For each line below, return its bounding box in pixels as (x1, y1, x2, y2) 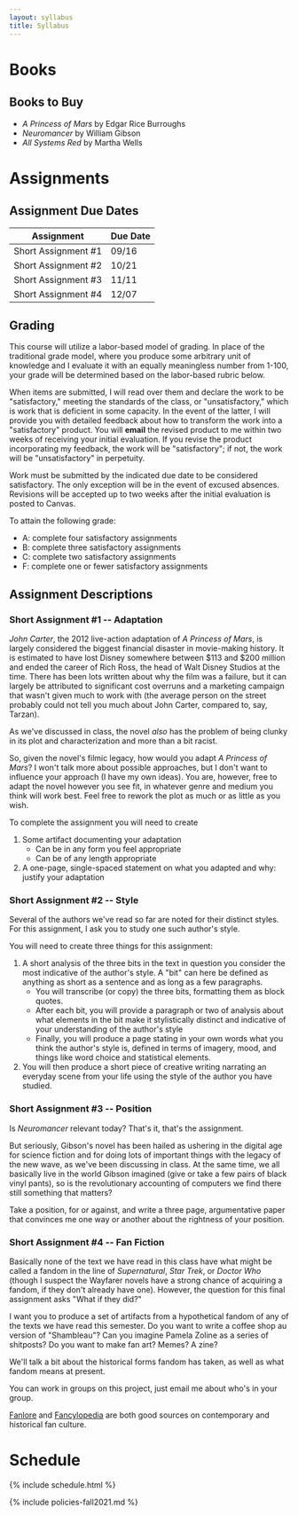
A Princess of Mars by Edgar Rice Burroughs (21, 118, 186, 129)
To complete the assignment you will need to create (9, 817, 199, 828)
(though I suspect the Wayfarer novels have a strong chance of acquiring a (9, 1275, 283, 1285)
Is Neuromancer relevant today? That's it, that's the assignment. (9, 1123, 244, 1134)
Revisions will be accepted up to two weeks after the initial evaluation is (9, 489, 271, 499)
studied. (21, 1080, 52, 1091)
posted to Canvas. (9, 499, 76, 509)
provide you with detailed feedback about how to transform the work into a (9, 415, 283, 426)
